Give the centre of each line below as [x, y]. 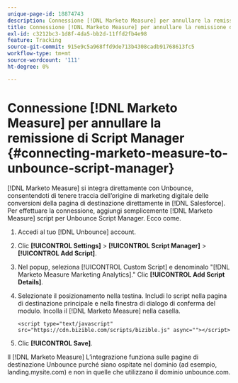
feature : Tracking [34, 40]
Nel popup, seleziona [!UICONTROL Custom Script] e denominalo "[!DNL [124, 267]
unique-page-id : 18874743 [45, 14]
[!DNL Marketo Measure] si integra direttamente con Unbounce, [100, 188]
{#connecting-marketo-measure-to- [118, 153]
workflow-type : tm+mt [39, 54]
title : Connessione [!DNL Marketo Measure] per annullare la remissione [117, 27]
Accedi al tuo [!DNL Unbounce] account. [77, 232]
